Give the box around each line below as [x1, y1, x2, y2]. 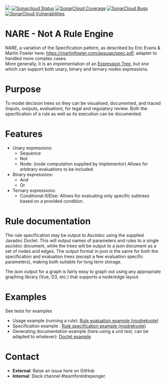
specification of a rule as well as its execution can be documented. [5, 111, 142, 117]
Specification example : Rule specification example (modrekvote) [12, 323, 146, 329]
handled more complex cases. [5, 55, 67, 61]
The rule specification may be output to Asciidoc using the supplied [5, 232, 144, 238]
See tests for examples [5, 308, 52, 314]
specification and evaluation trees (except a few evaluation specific [5, 253, 144, 259]
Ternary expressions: [12, 187, 56, 193]
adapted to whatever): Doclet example [12, 333, 91, 339]
